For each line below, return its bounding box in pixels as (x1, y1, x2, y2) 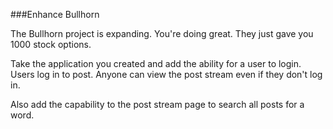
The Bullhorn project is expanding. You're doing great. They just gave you (10, 28, 314, 39)
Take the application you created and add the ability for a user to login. (10, 58, 302, 69)
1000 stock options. (10, 39, 92, 50)
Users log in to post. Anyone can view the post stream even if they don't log (10, 69, 323, 80)
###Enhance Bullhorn (10, 9, 100, 20)
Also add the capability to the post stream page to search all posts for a (10, 99, 305, 110)
